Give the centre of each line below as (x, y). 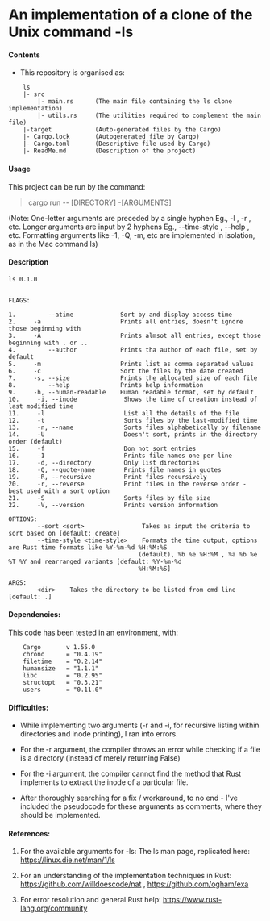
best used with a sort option (59, 491)
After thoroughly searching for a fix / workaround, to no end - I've (129, 798)
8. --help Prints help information (106, 385)
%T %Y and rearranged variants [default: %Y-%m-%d (95, 561)
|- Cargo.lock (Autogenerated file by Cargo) (111, 137)
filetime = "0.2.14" (63, 661)
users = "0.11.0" (63, 690)
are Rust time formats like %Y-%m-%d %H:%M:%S (88, 547)
